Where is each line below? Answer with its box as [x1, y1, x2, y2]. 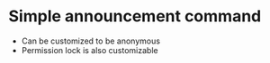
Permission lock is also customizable [21, 44, 158, 55]
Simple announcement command [8, 6, 262, 27]
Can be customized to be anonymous [21, 35, 161, 46]
